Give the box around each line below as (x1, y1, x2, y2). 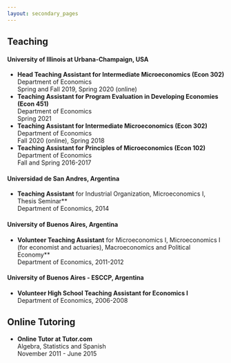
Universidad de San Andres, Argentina (7, 174, 120, 183)
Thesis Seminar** (17, 197, 68, 205)
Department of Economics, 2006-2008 (17, 296, 128, 304)
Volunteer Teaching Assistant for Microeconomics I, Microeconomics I (17, 236, 221, 244)
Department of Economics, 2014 (17, 205, 110, 213)
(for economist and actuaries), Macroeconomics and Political (17, 243, 191, 251)
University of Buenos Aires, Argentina (7, 221, 119, 229)
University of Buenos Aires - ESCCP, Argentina (7, 274, 144, 282)
